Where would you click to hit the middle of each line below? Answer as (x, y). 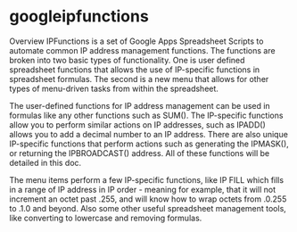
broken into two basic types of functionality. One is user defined (127, 60)
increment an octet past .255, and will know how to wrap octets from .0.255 (148, 199)
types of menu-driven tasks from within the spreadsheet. (114, 88)
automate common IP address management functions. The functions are (142, 50)
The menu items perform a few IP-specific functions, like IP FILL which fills (146, 179)
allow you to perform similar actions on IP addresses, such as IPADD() (137, 124)
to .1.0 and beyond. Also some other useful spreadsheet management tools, (148, 208)
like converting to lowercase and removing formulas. (106, 218)
